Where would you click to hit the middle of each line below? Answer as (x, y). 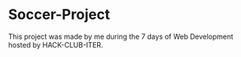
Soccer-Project (59, 15)
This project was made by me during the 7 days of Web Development (121, 36)
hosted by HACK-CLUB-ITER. (56, 44)
